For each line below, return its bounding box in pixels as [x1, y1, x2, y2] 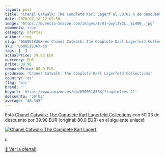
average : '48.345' [5, 99, 43, 104]
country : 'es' [5, 76, 34, 80]
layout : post [5, 7, 32, 12]
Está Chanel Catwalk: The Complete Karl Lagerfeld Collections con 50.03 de [5, 112, 160, 118]
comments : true [5, 26, 36, 30]
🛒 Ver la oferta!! [5, 146, 37, 152]
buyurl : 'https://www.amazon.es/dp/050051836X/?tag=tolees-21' [5, 89, 137, 94]
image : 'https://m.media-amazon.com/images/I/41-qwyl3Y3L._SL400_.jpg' [5, 21, 155, 26]
